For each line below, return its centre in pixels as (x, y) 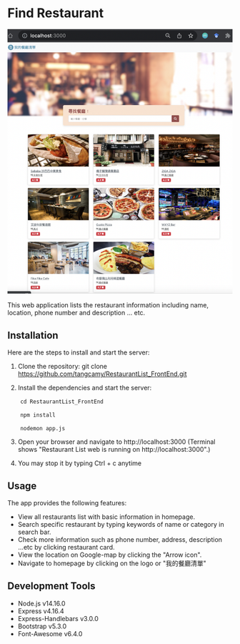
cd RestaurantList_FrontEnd (62, 402)
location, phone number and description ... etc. (76, 313)
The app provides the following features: (67, 503)
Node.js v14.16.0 (41, 603)
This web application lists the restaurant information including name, (108, 305)
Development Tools (51, 586)
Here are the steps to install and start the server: (79, 352)
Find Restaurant (56, 13)
